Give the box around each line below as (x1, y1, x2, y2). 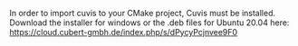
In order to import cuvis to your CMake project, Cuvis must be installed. (9, 8, 276, 18)
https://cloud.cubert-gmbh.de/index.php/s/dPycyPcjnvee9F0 (9, 27, 238, 37)
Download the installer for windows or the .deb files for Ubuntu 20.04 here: (9, 17, 290, 28)
